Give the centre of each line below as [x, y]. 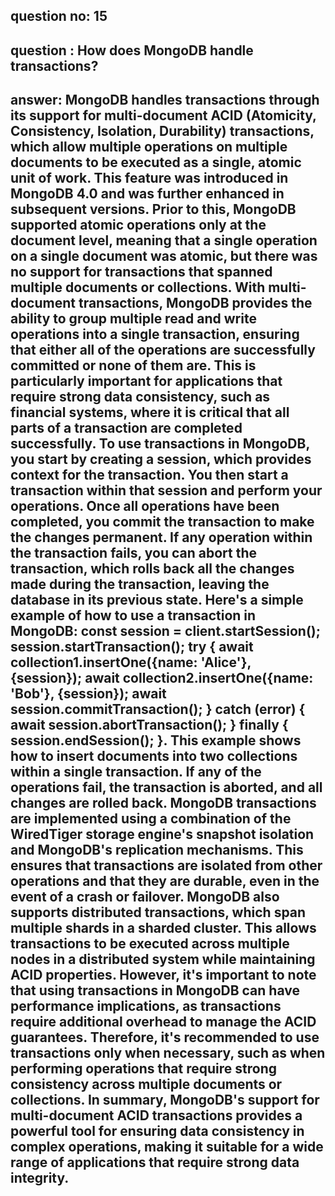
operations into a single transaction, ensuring [155, 334]
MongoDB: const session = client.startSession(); [165, 631]
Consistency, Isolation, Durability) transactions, [162, 131]
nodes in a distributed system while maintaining [163, 959]
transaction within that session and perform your [166, 490]
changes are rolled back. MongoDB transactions [163, 803]
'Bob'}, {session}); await [88, 694]
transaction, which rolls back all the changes [152, 569]
